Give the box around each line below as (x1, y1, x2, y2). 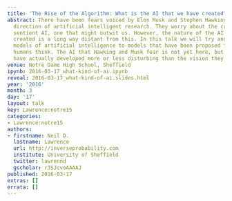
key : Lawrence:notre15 (7, 106, 72, 113)
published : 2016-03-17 (7, 171, 72, 178)
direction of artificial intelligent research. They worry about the (13, 23, 217, 30)
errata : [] (7, 184, 39, 191)
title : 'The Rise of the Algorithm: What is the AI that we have (7, 10, 199, 17)
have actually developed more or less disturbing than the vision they (13, 55, 224, 62)
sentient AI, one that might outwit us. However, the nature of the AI (13, 29, 224, 37)
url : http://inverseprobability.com (13, 145, 119, 152)
